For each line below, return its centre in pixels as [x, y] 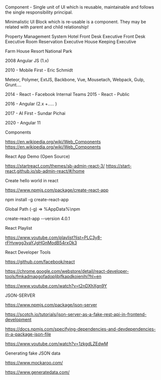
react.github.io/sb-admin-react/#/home [45, 171]
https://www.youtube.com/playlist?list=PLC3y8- [54, 237]
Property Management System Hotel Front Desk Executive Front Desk [75, 36]
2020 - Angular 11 [23, 123]
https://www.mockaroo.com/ [34, 363]
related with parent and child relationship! [47, 27]
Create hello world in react [32, 180]
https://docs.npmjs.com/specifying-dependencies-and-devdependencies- [80, 329]
